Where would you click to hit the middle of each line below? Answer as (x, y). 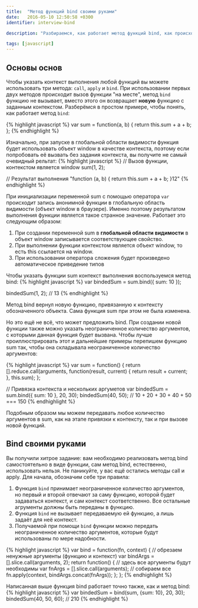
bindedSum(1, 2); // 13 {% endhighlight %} (57, 293)
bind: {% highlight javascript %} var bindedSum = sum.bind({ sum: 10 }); (94, 282)
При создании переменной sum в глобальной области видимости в (101, 233)
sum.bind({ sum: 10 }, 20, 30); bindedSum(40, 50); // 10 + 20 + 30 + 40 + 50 (99, 395)
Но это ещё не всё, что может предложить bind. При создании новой (94, 322)
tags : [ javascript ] (30, 44)
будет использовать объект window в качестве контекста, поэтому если (98, 148)
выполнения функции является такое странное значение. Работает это (96, 215)
